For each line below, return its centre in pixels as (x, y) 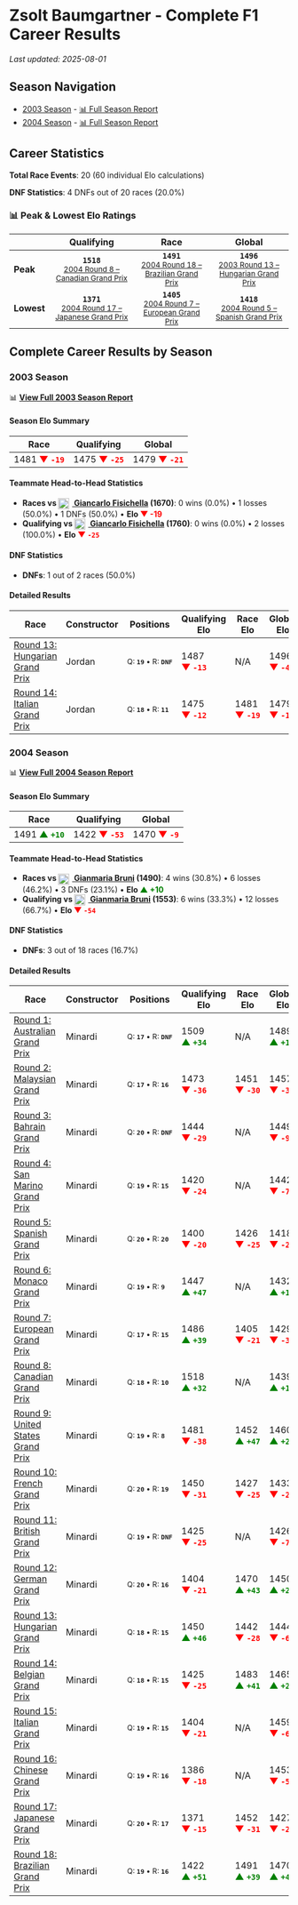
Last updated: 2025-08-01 (58, 59)
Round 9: (32, 1413)
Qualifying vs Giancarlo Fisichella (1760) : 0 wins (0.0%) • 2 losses (153, 524)
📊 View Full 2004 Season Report (71, 772)
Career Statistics (57, 153)
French (28, 1484)
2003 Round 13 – (249, 264)
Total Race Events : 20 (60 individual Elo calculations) (107, 175)
